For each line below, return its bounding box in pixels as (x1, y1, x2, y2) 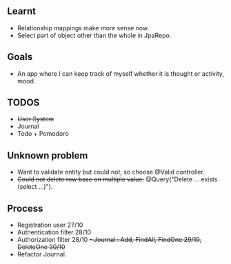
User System (17, 115, 54, 123)
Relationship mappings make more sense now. (17, 23, 150, 32)
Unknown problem (7, 150, 88, 161)
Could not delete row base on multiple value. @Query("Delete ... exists (17, 175, 218, 183)
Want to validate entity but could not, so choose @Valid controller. (17, 168, 205, 176)
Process (7, 203, 43, 214)
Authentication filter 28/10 (17, 228, 92, 236)
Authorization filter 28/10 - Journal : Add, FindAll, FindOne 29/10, (17, 236, 202, 244)
